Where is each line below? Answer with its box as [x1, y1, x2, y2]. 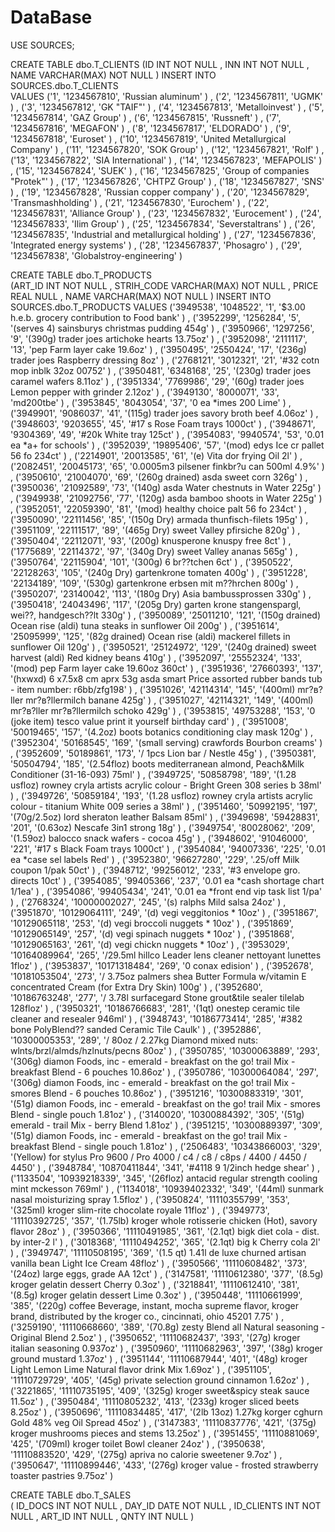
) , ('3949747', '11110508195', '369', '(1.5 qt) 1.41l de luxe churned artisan [10, 1246, 307, 1258]
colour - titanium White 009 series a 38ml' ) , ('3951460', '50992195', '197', [10, 800, 318, 812]
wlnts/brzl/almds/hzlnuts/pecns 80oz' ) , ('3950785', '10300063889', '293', [10, 1044, 320, 1056]
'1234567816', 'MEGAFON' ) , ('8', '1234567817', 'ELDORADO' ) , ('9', [10, 122, 292, 134]
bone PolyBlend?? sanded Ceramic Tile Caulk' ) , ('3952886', [10, 1023, 262, 1035]
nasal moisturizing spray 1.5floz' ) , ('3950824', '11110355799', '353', [10, 1193, 290, 1205]
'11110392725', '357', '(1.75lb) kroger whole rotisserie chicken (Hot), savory [10, 1214, 318, 1226]
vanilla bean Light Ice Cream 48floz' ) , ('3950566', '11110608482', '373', [10, 1257, 308, 1269]
